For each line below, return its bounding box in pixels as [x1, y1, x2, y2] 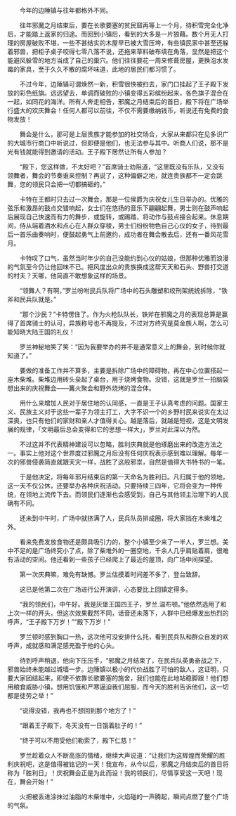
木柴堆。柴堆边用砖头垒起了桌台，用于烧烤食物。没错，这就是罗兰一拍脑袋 [13, 375, 229, 383]
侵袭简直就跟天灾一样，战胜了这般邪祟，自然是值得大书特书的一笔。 [31, 458, 229, 466]
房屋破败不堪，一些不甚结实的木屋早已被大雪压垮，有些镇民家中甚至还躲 [19, 39, 229, 47]
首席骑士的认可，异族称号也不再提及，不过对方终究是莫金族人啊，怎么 [19, 319, 223, 327]
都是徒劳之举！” [7, 692, 54, 699]
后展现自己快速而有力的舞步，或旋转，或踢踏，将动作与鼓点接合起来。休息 [7, 213, 223, 221]
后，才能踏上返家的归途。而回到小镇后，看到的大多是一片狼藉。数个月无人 [7, 30, 223, 38]
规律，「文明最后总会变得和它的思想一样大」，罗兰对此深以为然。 [19, 425, 204, 434]
